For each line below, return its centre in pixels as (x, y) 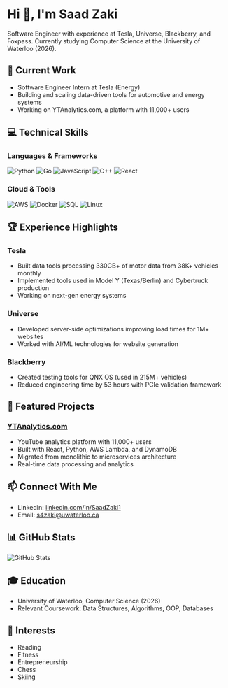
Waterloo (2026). (32, 48)
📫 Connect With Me (52, 487)
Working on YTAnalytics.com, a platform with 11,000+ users (103, 109)
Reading (29, 647)
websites (30, 336)
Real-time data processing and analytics (76, 464)
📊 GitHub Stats (41, 537)
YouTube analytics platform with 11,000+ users (84, 442)
